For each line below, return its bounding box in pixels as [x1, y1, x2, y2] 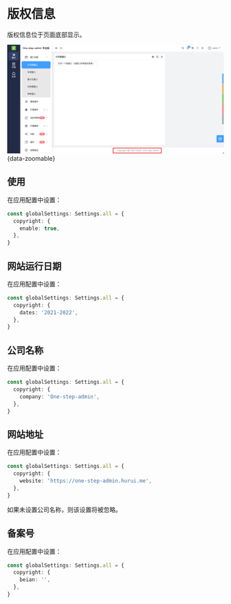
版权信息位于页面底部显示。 [7, 30, 86, 39]
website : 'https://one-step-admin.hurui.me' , [19, 478, 153, 485]
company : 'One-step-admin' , [19, 393, 100, 400]
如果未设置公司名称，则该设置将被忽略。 [7, 505, 122, 514]
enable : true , [19, 225, 60, 232]
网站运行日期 [7, 260, 62, 272]
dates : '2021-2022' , [19, 309, 78, 316]
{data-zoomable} [7, 154, 56, 162]
